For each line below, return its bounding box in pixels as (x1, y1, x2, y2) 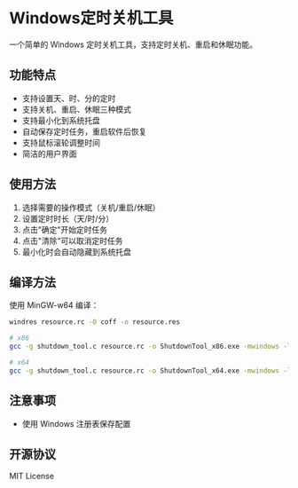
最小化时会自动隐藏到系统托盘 (21, 246, 131, 257)
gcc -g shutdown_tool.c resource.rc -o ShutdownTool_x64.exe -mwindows (9, 366, 279, 375)
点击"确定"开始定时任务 (21, 224, 108, 235)
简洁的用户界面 (21, 148, 77, 159)
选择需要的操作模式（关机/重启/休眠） (21, 201, 161, 213)
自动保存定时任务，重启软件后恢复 (21, 126, 147, 137)
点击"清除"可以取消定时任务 (21, 235, 123, 246)
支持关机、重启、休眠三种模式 (21, 104, 131, 114)
